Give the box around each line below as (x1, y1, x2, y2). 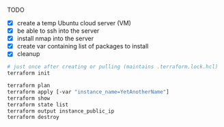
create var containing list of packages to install (16, 42, 149, 51)
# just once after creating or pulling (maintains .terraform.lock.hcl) (7, 63, 219, 70)
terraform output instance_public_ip (7, 107, 115, 115)
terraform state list (7, 101, 69, 108)
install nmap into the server (16, 34, 94, 43)
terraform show (7, 95, 51, 102)
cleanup (16, 50, 40, 58)
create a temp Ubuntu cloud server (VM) (16, 19, 132, 27)
